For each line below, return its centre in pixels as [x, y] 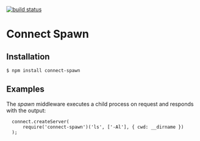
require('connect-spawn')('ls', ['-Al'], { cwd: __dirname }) [103, 127]
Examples [25, 89]
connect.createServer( [41, 121]
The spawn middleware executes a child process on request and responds [100, 104]
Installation [28, 56]
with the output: [26, 110]
